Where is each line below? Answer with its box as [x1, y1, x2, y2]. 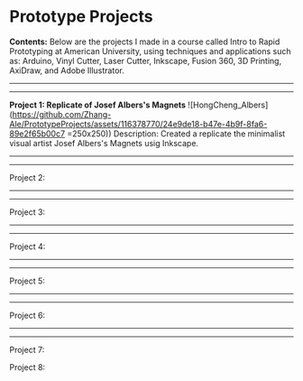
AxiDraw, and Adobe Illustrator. [9, 65, 124, 76]
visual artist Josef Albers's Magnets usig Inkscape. [9, 137, 199, 148]
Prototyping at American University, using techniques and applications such [9, 45, 291, 56]
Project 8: [9, 361, 46, 372]
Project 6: [9, 310, 46, 321]
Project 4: [9, 241, 46, 252]
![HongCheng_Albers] [188, 99, 269, 110]
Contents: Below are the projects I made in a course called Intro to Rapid [9, 36, 280, 47]
